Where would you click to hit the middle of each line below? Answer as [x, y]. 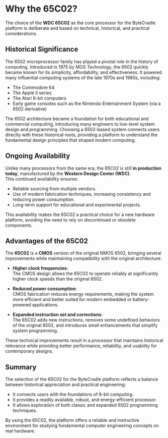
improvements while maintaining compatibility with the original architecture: [83, 258]
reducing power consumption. [44, 199]
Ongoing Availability [38, 156]
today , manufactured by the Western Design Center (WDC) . [68, 173]
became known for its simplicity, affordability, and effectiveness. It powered [83, 72]
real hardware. [20, 431]
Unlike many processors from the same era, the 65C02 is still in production [83, 168]
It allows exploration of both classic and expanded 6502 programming [85, 405]
